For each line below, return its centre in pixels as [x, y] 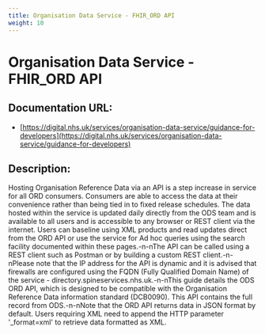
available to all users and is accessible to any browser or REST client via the [132, 222]
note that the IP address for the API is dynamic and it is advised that [146, 264]
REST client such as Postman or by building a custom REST [105, 255]
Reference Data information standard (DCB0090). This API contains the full [131, 297]
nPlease [21, 264]
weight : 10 [26, 23]
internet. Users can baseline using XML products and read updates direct [128, 230]
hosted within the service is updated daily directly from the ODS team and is [132, 213]
